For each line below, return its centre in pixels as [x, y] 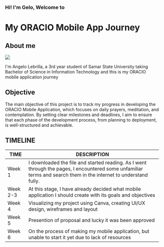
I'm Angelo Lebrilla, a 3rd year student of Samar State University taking [77, 66]
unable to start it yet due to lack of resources [80, 237]
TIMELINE [20, 140]
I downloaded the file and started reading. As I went [88, 162]
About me [20, 46]
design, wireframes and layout [63, 209]
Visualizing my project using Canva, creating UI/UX [87, 203]
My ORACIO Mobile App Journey [72, 28]
